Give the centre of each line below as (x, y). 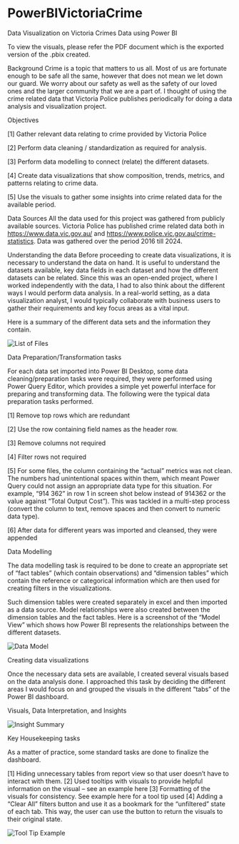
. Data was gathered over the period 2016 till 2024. (108, 241)
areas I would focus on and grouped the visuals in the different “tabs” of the (119, 689)
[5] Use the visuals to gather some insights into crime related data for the (115, 197)
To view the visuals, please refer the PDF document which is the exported (116, 46)
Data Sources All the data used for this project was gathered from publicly (116, 218)
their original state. (35, 819)
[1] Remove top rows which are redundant (69, 415)
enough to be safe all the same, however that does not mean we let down (115, 76)
